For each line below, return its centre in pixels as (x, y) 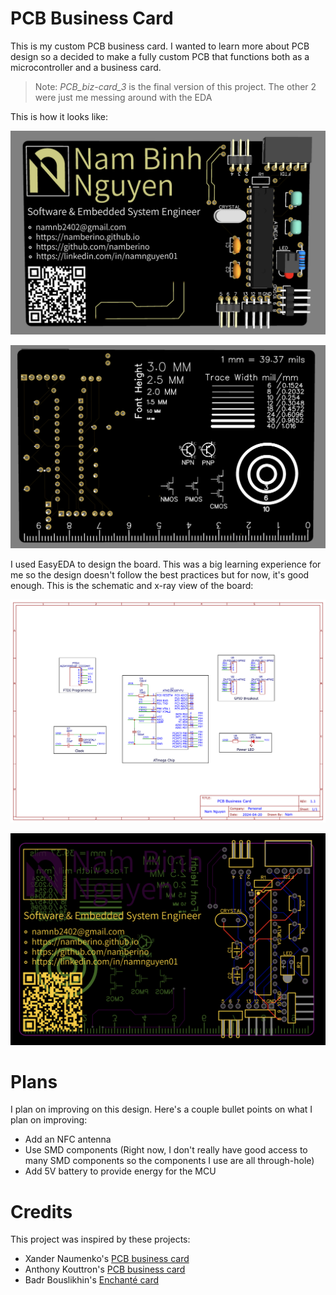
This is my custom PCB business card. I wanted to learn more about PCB (160, 46)
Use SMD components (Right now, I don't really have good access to (166, 1150)
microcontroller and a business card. (86, 67)
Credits (41, 1211)
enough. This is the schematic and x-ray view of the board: (132, 586)
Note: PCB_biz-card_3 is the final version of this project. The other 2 (175, 86)
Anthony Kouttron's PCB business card (105, 1269)
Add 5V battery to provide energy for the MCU (120, 1171)
